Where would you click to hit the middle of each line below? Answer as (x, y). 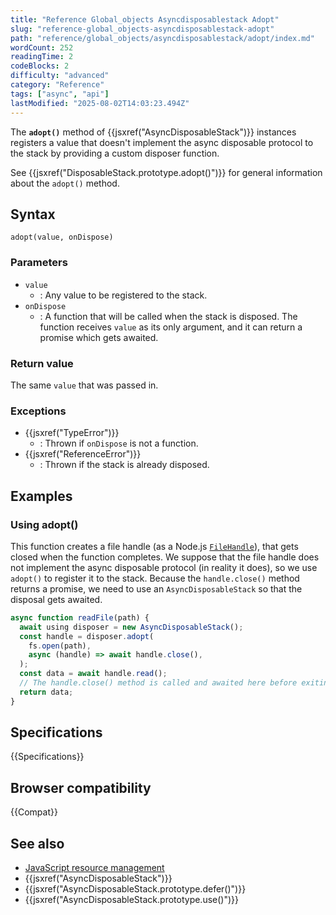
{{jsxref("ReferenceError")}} (83, 454)
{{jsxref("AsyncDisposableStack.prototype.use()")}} (132, 900)
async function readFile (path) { (80, 617)
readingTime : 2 (42, 57)
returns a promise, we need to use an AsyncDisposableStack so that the (156, 588)
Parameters (39, 263)
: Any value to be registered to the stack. (123, 295)
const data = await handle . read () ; (93, 674)
